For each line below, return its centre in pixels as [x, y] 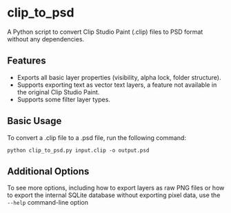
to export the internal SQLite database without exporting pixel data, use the [114, 195]
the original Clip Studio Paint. [58, 92]
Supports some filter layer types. [63, 99]
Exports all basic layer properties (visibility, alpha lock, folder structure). [119, 77]
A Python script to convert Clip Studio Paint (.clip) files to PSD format [105, 32]
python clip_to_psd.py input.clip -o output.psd [78, 150]
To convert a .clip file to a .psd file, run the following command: [97, 138]
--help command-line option [48, 203]
